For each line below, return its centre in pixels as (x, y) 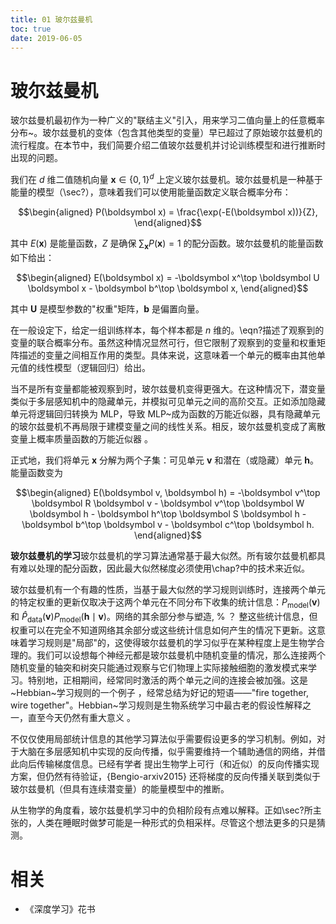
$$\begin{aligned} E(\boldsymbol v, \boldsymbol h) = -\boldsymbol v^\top (168, 492)
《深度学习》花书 (60, 909)
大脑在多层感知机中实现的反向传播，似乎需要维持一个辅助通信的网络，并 (167, 752)
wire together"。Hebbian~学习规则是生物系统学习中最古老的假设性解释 (156, 705)
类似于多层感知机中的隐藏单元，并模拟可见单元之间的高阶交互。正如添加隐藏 (168, 401)
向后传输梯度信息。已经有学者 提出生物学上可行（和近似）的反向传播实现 (169, 764)
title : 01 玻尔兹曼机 (51, 19)
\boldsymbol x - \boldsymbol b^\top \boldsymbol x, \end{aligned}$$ (168, 288)
